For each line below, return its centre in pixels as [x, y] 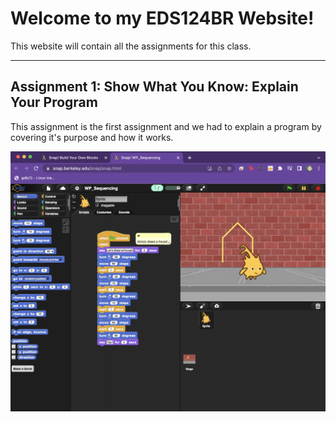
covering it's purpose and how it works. [92, 137]
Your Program [54, 102]
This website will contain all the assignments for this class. [131, 46]
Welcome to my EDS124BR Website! [162, 18]
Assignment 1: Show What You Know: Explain [154, 87]
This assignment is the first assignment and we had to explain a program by [166, 126]
